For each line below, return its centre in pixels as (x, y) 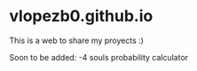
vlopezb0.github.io (81, 16)
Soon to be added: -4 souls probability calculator (99, 57)
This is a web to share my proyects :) (77, 40)
